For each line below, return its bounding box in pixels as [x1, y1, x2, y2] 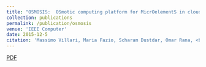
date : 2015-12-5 [6, 32, 48, 38]
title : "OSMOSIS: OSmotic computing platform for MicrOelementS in [6, 9, 185, 15]
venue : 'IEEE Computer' [6, 26, 67, 32]
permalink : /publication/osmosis [6, 20, 92, 26]
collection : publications [6, 15, 72, 21]
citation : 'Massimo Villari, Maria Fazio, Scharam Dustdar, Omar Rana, [6, 37, 193, 43]
